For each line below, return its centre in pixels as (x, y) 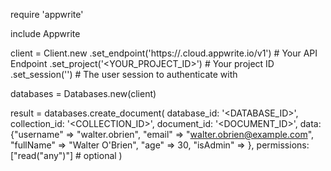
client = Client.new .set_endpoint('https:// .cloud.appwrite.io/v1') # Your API (164, 53)
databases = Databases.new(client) (83, 93)
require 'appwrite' (47, 14)
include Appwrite (45, 33)
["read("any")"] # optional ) (66, 155)
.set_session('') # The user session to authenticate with (124, 74)
